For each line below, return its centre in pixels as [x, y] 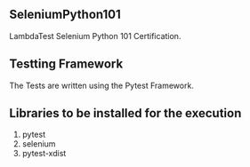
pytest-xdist [44, 154]
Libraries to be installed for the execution [125, 113]
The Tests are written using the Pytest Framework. [101, 85]
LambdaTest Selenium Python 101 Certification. [95, 36]
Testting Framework [66, 64]
